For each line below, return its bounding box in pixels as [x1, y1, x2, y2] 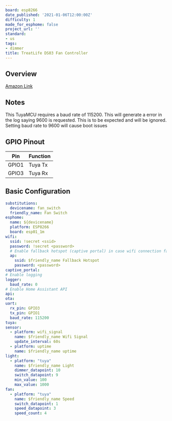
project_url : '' [5, 27, 40, 32]
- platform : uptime [10, 344, 52, 349]
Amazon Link [5, 83, 33, 89]
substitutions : [5, 201, 38, 206]
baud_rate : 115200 [10, 315, 50, 320]
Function [29, 152, 51, 160]
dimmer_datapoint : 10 [14, 368, 60, 373]
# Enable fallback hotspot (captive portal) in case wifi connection [10, 248, 161, 254]
